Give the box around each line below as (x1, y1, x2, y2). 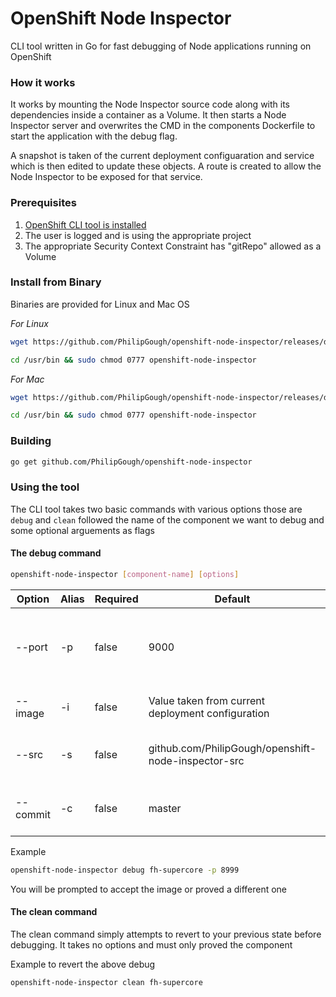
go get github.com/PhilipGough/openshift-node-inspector (10, 457, 253, 467)
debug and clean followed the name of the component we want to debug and (10, 513, 325, 526)
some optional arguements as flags (10, 524, 155, 536)
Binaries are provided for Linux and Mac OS (10, 298, 190, 310)
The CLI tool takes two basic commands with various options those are (10, 503, 303, 515)
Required (94, 592, 139, 606)
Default (214, 592, 251, 606)
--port (15, 640, 48, 654)
